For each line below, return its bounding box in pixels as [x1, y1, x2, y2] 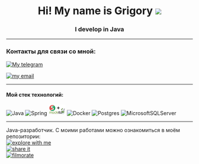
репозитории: [6, 133, 41, 140]
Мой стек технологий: [6, 91, 64, 99]
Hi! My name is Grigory [37, 4, 153, 18]
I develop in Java [75, 25, 124, 34]
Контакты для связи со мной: [6, 47, 96, 55]
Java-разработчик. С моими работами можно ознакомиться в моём [6, 126, 181, 133]
